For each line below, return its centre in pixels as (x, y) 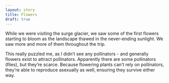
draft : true (18, 19)
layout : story (20, 10)
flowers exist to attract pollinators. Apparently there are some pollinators (80, 59)
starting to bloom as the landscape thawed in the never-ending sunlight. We (84, 39)
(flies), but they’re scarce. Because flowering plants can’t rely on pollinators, (85, 65)
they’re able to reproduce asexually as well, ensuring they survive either (80, 70)
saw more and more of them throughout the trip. (56, 44)
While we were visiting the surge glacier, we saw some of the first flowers (82, 34)
